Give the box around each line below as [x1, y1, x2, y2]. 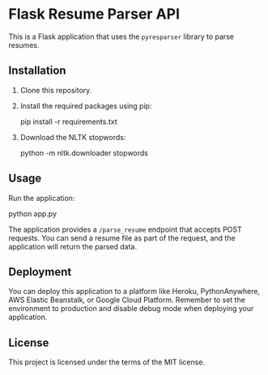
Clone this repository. [19, 85, 92, 95]
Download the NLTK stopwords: [19, 132, 126, 142]
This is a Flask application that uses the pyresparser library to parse [8, 32, 235, 41]
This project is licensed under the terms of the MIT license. [8, 357, 205, 367]
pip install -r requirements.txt [19, 117, 117, 126]
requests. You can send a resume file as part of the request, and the [8, 232, 236, 243]
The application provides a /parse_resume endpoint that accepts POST [8, 224, 242, 234]
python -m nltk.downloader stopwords [19, 147, 148, 158]
